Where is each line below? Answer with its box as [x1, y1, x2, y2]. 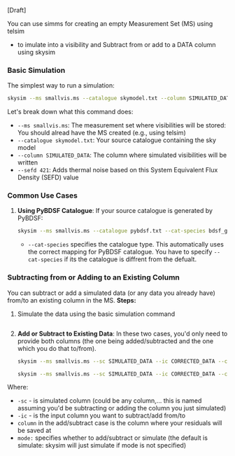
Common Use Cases [7, 191, 78, 200]
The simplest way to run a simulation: [7, 81, 115, 90]
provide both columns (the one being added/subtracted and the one [17, 336, 214, 345]
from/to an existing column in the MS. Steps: [7, 296, 136, 304]
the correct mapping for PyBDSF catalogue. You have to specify [27, 248, 213, 256]
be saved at [17, 427, 52, 435]
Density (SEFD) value [17, 173, 79, 181]
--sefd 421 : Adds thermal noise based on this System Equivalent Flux [17, 166, 218, 174]
